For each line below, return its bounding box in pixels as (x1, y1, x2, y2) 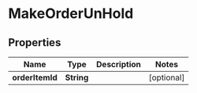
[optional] (148, 72, 185, 83)
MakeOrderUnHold (8, 5, 134, 23)
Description (95, 59, 142, 70)
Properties (8, 36, 61, 49)
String (65, 72, 89, 83)
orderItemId (12, 72, 58, 83)
